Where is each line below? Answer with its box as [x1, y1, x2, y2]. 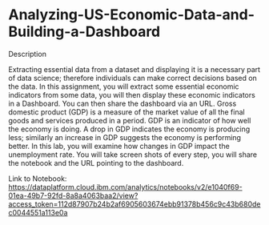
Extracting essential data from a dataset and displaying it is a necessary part [8, 64, 261, 74]
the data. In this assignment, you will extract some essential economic [8, 82, 239, 91]
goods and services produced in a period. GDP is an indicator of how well [8, 115, 251, 125]
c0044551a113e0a [8, 207, 68, 217]
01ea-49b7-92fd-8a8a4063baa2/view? [8, 191, 139, 200]
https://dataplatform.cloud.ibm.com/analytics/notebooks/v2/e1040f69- [8, 182, 243, 191]
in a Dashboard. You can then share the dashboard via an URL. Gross [8, 98, 237, 108]
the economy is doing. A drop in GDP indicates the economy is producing [8, 124, 251, 134]
